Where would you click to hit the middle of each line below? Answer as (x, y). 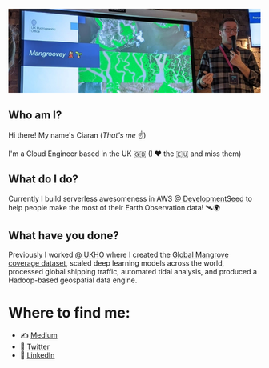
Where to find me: (69, 312)
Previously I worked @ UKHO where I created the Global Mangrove (119, 255)
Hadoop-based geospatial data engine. (73, 280)
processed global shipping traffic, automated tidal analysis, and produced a (133, 272)
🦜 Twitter (35, 347)
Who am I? (35, 116)
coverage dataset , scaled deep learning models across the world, (116, 263)
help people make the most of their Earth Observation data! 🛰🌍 (114, 207)
